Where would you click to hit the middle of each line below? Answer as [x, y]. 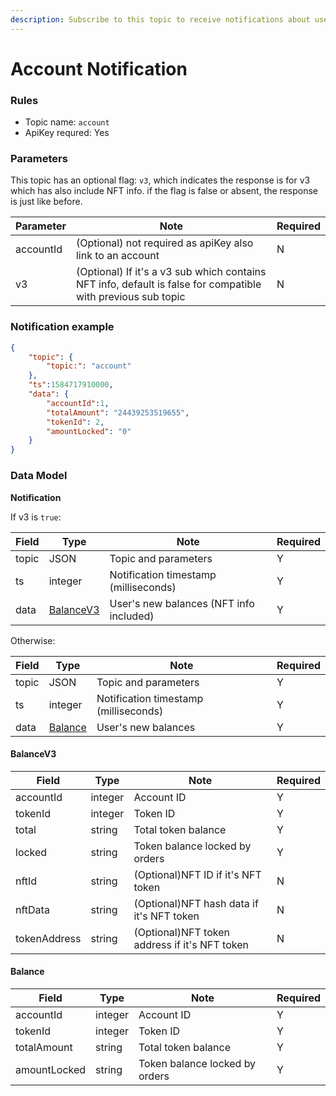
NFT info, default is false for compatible [168, 284]
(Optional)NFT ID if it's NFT [197, 874]
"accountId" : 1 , [78, 403]
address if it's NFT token [191, 944]
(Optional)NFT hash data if [196, 903]
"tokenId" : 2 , [75, 422]
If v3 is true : [36, 517]
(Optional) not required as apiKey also [164, 243]
